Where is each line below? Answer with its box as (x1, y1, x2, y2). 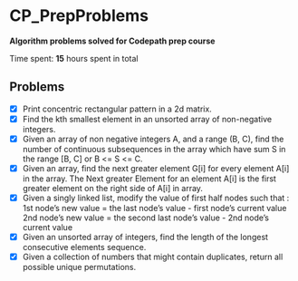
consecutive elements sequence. (22, 242, 147, 253)
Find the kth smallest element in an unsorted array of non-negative (22, 113, 273, 124)
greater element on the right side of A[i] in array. (22, 183, 204, 193)
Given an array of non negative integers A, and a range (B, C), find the (22, 133, 284, 144)
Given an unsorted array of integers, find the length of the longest (22, 232, 269, 243)
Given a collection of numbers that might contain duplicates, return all (22, 251, 284, 263)
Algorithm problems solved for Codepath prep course (9, 35, 216, 46)
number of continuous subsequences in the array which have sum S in (22, 143, 286, 154)
